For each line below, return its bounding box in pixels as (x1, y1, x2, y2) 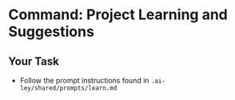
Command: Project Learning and (8, 6, 228, 24)
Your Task (8, 54, 60, 68)
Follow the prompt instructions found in (19, 76, 149, 85)
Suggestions (8, 22, 94, 41)
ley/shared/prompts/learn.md (19, 84, 117, 92)
